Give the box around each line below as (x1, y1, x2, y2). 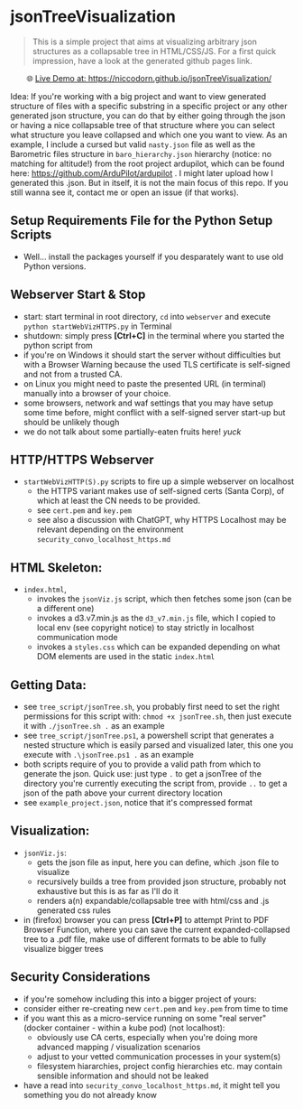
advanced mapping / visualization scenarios (36, 1041, 201, 1052)
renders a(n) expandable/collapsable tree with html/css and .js (36, 895, 270, 906)
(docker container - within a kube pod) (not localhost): (23, 1022, 225, 1033)
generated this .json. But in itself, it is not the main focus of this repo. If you (10, 177, 289, 188)
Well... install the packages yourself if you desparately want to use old (23, 251, 284, 262)
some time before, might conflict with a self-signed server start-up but (23, 406, 286, 417)
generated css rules (36, 905, 112, 916)
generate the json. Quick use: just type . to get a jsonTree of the (23, 769, 262, 778)
